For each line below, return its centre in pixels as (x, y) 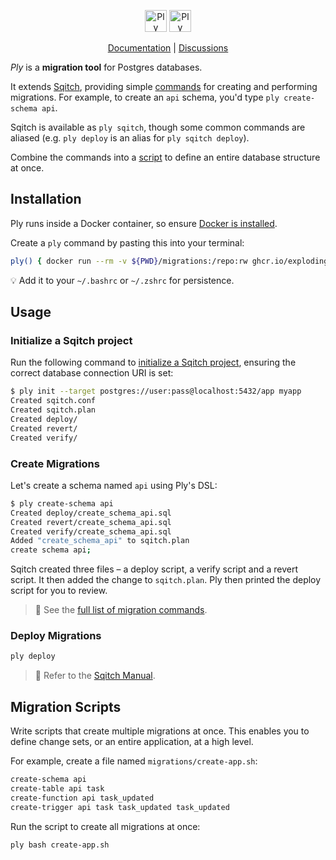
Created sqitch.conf (53, 401)
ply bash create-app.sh (60, 845)
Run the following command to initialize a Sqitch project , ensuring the (153, 362)
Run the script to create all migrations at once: (105, 826)
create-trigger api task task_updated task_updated (120, 807)
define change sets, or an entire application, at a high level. (132, 742)
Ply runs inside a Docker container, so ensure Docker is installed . (144, 223)
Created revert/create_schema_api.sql (91, 522)
